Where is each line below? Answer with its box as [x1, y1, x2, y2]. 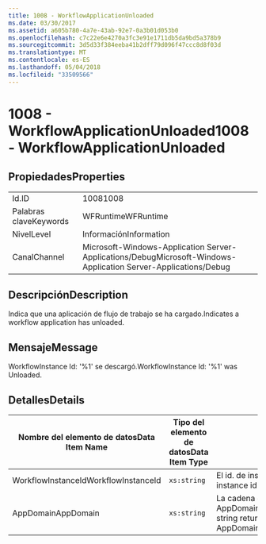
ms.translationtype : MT [8, 48, 87, 56]
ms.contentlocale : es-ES [8, 56, 90, 64]
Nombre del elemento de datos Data [18, 432, 156, 443]
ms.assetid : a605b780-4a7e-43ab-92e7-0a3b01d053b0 [8, 26, 179, 34]
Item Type [169, 457, 208, 468]
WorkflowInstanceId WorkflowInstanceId [12, 475, 161, 486]
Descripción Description [8, 288, 129, 302]
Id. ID [12, 192, 30, 203]
